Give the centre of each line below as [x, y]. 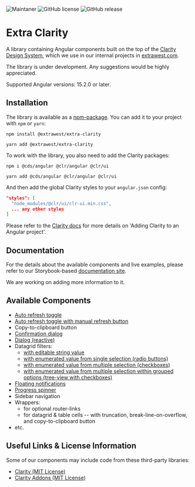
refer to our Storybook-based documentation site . [66, 271]
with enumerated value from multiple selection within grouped [98, 371]
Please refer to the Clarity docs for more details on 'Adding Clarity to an [93, 226]
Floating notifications [40, 383]
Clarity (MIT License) [40, 471]
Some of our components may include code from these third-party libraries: [98, 460]
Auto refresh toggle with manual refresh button [71, 321]
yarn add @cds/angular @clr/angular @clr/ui [61, 176]
